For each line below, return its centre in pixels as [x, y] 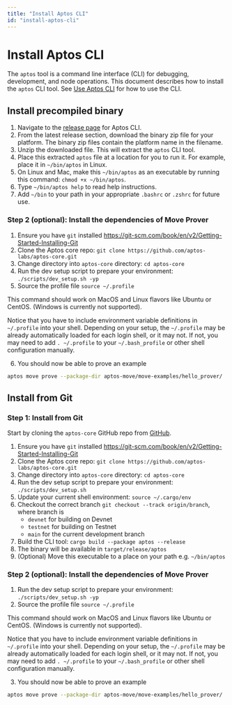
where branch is [40, 512]
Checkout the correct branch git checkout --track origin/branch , [114, 505]
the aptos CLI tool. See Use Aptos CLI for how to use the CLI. [95, 89]
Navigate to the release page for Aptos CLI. [79, 128]
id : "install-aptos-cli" [43, 20]
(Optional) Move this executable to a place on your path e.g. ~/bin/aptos [121, 556]
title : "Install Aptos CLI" [48, 14]
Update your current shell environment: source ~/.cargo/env [104, 497]
